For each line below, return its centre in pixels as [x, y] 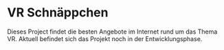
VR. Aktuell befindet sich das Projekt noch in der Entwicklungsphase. [105, 38]
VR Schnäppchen [58, 13]
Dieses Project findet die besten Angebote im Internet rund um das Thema [112, 32]
